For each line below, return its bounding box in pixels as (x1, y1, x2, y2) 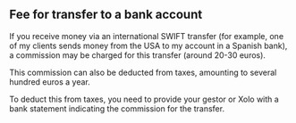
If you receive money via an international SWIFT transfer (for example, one (9, 30, 284, 41)
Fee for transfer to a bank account (9, 7, 203, 22)
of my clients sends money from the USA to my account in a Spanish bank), (9, 40, 288, 51)
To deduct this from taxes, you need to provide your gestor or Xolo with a (9, 94, 279, 104)
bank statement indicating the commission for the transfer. (9, 102, 225, 114)
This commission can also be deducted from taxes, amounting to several (9, 67, 277, 78)
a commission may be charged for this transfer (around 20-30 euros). (9, 49, 266, 61)
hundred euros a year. (9, 76, 91, 87)
